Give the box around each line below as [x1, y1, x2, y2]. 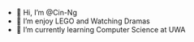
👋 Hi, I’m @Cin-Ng [15, 8, 77, 17]
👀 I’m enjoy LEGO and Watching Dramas [15, 16, 150, 26]
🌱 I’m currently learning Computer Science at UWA [15, 25, 186, 34]
